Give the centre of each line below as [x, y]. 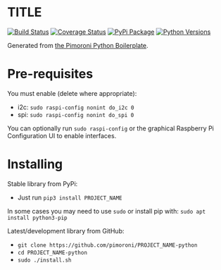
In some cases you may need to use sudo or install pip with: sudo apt [107, 211]
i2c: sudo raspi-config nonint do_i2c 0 [76, 107]
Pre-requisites [50, 74]
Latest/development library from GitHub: [66, 231]
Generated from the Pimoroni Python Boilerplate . [78, 45]
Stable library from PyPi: [43, 183]
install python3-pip [38, 218]
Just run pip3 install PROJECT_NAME [70, 197]
